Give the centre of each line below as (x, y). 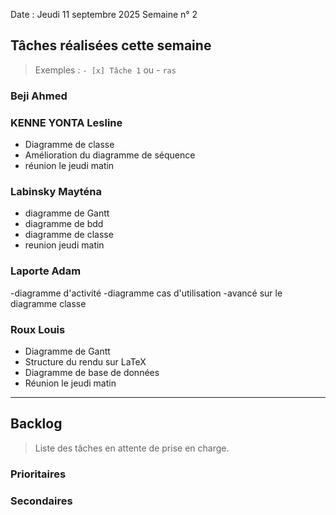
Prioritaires (38, 474)
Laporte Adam (46, 271)
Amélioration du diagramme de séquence (110, 155)
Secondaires (41, 501)
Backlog (36, 424)
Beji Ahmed (39, 96)
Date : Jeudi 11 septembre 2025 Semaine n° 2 (104, 14)
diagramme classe (48, 303)
